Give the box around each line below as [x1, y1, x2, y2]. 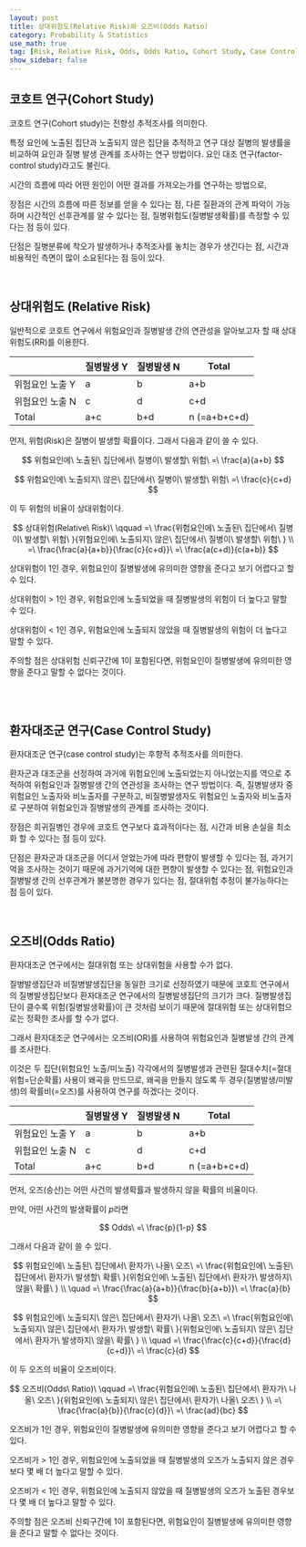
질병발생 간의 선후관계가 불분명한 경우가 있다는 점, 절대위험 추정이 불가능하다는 [9, 875, 290, 886]
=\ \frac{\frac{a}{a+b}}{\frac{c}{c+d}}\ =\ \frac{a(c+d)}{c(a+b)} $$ [26, 543, 280, 554]
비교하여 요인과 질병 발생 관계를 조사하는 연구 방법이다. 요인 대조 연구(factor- [9, 148, 283, 160]
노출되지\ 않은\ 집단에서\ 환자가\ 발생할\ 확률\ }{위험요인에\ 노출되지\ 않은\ [12, 1324, 277, 1335]
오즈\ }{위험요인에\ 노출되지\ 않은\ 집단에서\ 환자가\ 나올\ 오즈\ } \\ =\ [36, 1395, 282, 1406]
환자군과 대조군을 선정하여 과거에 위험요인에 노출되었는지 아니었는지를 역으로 [9, 768, 282, 779]
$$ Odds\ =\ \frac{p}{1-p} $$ [98, 1222, 208, 1233]
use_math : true [9, 38, 67, 48]
